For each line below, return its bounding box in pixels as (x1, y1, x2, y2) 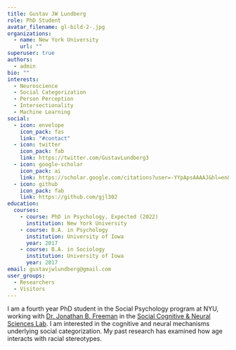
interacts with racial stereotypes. (7, 335, 102, 343)
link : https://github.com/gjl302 (20, 194, 118, 201)
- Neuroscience (13, 82, 58, 89)
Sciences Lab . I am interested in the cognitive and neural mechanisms (7, 320, 210, 328)
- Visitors (13, 285, 46, 292)
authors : (7, 56, 33, 63)
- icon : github (13, 180, 58, 187)
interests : (7, 75, 39, 83)
